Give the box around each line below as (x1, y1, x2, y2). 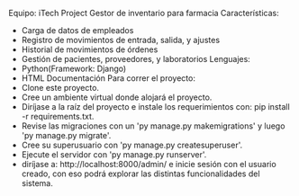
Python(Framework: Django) (21, 63, 127, 74)
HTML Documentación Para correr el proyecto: (21, 73, 195, 84)
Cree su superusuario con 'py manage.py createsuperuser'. (21, 139, 243, 150)
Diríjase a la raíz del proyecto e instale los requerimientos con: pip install (21, 102, 290, 111)
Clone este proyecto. (21, 83, 100, 93)
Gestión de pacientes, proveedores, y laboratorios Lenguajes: (21, 54, 251, 64)
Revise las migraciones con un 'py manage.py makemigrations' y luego (21, 120, 285, 131)
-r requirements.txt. (21, 111, 95, 121)
